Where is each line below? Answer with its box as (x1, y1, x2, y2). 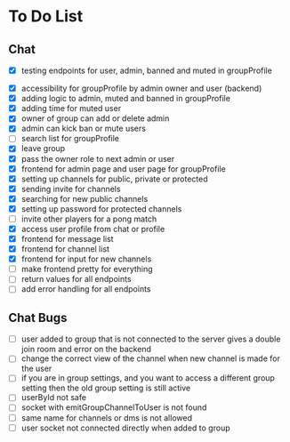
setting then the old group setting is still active (20, 382, 191, 393)
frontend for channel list (20, 244, 110, 254)
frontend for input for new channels (20, 253, 152, 264)
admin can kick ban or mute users (20, 123, 146, 134)
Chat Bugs (8, 309, 68, 325)
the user (20, 363, 52, 374)
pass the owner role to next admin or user (20, 153, 175, 164)
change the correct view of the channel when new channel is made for (20, 353, 281, 364)
